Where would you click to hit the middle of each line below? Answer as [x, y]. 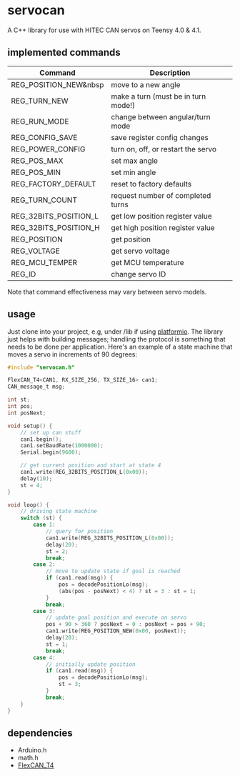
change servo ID [138, 274]
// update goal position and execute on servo [116, 618]
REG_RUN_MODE [40, 121]
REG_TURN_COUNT [44, 200]
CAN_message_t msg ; [36, 387]
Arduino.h [32, 750]
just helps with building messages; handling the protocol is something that [117, 339]
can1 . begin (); [41, 439]
